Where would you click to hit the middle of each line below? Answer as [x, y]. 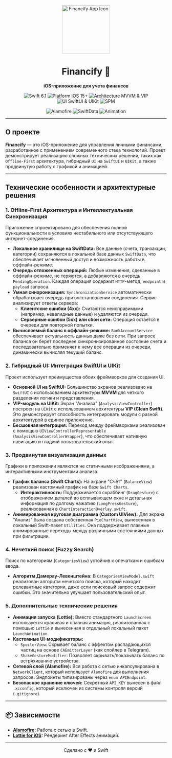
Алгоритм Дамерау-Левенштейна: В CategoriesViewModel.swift [83, 576]
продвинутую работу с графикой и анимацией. [57, 166]
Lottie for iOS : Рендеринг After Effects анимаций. [66, 735]
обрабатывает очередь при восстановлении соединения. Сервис [85, 298]
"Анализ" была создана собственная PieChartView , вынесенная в [84, 520]
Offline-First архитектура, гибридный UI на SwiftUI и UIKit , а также [81, 161]
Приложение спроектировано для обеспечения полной [66, 228]
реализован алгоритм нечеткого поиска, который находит [77, 582]
